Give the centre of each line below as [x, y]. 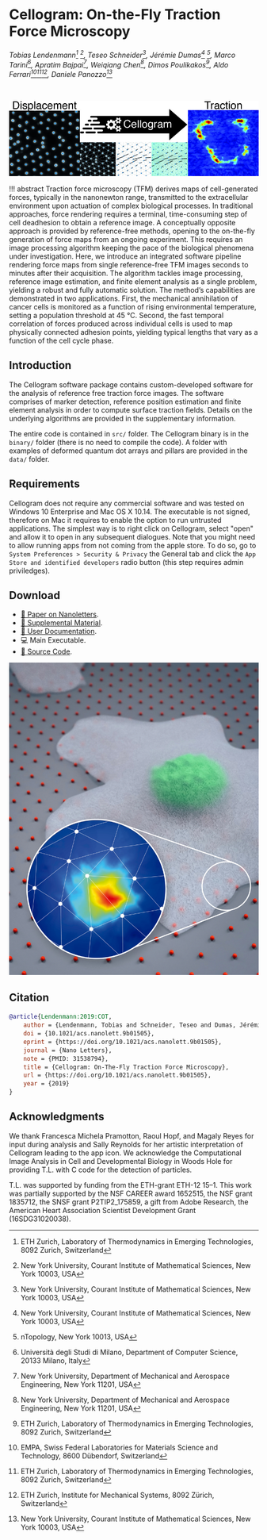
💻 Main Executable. [53, 640]
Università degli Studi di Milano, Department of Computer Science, [129, 1352]
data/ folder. [29, 459]
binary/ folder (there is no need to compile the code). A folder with [118, 442]
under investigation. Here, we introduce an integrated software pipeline [125, 256]
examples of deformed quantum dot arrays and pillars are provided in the [128, 451]
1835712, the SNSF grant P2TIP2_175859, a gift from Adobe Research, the [129, 1202]
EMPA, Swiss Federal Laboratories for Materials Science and [119, 1447]
